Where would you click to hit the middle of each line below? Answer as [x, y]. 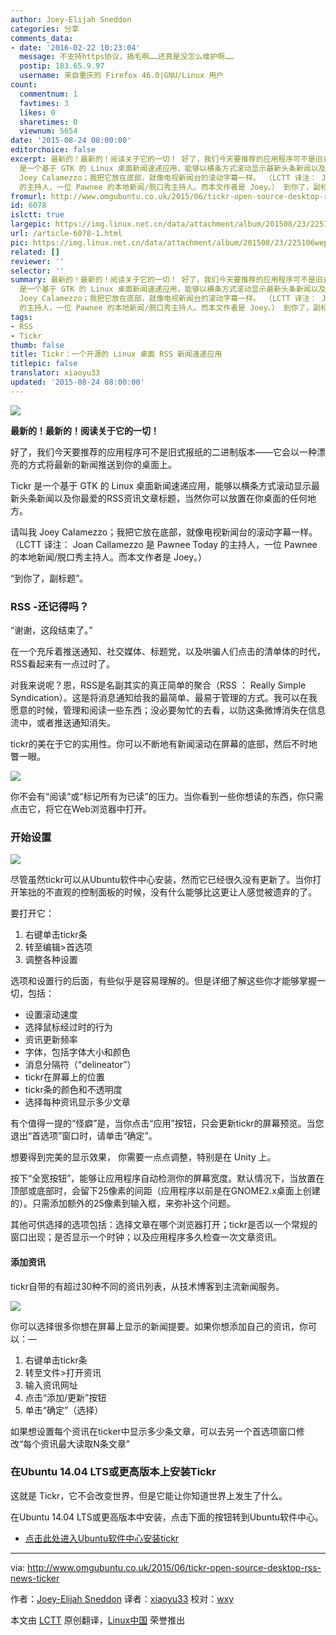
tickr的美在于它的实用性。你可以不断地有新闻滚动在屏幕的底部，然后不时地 [164, 744]
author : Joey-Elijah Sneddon [71, 19]
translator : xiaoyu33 [55, 373]
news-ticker [35, 1578]
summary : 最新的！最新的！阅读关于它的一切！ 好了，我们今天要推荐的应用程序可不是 [163, 280]
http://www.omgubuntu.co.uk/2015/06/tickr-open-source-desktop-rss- [174, 1567]
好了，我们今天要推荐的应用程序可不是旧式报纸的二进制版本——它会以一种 [163, 452]
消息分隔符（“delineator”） [80, 1065]
